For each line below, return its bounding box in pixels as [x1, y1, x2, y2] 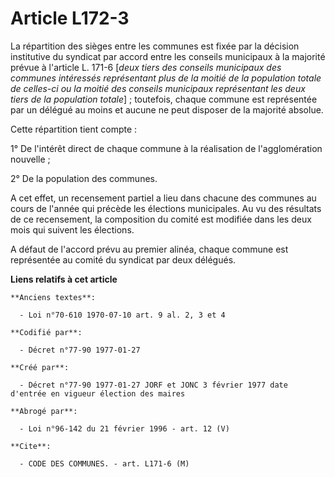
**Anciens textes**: [10, 292, 97, 302]
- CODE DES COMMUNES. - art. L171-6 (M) [19, 458, 190, 469]
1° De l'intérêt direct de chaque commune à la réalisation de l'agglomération [10, 142, 323, 154]
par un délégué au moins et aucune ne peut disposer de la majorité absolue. [10, 103, 324, 116]
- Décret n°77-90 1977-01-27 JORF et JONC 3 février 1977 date [19, 380, 288, 390]
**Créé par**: [10, 362, 70, 372]
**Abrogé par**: [10, 406, 78, 416]
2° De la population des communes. [10, 172, 158, 184]
